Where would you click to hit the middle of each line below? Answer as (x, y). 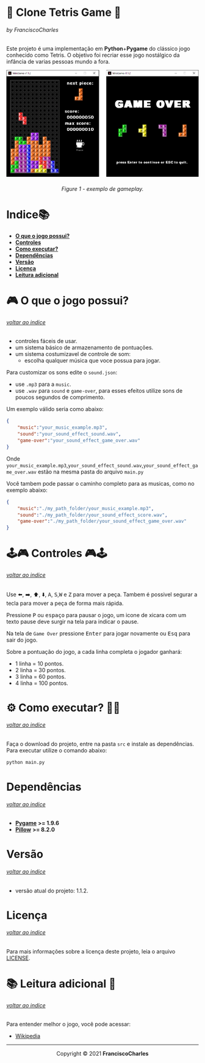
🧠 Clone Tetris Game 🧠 (64, 13)
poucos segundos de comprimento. (60, 398)
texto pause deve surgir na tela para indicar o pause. (73, 621)
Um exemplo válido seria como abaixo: (55, 409)
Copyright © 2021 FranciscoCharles (103, 1054)
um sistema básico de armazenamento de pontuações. (84, 347)
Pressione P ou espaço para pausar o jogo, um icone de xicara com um (96, 615)
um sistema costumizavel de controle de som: (73, 354)
